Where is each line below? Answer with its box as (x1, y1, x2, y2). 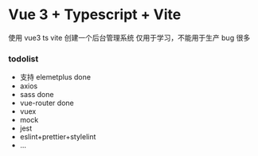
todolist (8, 53, 39, 64)
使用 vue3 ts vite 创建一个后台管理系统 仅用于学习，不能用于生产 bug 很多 (8, 33, 251, 42)
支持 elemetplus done (19, 72, 92, 82)
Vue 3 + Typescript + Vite (8, 6, 182, 24)
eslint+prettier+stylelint (19, 132, 96, 142)
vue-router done (19, 98, 74, 108)
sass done (19, 90, 54, 99)
